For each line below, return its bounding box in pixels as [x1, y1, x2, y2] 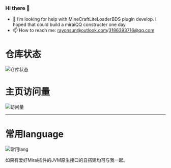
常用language [5, 128, 64, 140]
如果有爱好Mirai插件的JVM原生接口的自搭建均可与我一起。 [5, 157, 128, 163]
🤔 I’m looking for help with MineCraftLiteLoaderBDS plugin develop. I [12, 16, 157, 22]
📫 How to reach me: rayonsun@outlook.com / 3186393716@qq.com [12, 27, 155, 34]
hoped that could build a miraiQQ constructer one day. [12, 21, 127, 27]
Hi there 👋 [5, 5, 31, 12]
